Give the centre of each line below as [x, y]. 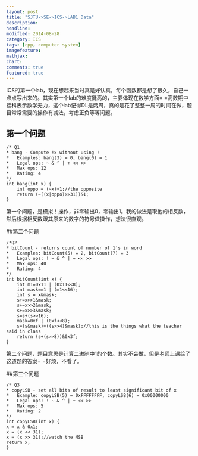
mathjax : [17, 56]
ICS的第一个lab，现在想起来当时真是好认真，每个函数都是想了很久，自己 [95, 91]
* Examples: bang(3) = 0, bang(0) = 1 [57, 158]
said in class [24, 331]
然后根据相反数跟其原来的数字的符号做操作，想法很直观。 [76, 219]
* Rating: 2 [24, 411]
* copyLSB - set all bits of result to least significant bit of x [92, 390]
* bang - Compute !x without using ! [53, 153]
